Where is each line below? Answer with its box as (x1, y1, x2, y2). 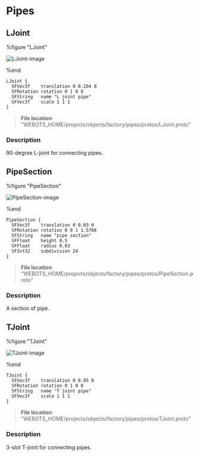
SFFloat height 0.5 (11, 238, 68, 244)
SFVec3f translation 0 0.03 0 (11, 222, 94, 228)
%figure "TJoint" (6, 338, 48, 345)
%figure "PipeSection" (6, 183, 62, 190)
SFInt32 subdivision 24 (11, 248, 78, 254)
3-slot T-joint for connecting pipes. (6, 443, 92, 450)
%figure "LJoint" (6, 43, 48, 51)
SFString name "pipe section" (11, 233, 92, 239)
